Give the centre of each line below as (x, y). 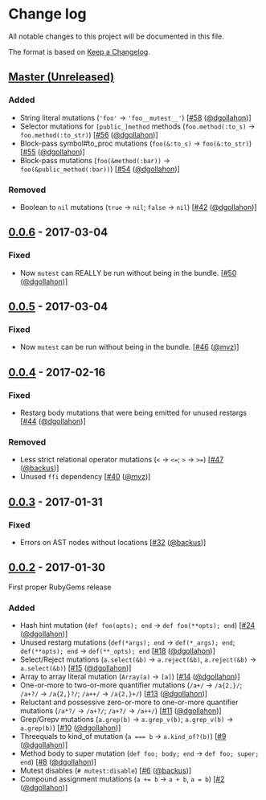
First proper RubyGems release (60, 587)
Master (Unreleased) (61, 77)
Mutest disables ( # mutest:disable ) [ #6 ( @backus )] (105, 771)
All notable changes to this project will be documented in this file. (117, 36)
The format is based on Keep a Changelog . (79, 51)
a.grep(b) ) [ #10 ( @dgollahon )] (70, 728)
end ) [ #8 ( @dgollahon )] (58, 762)
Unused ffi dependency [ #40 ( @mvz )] (85, 477)
